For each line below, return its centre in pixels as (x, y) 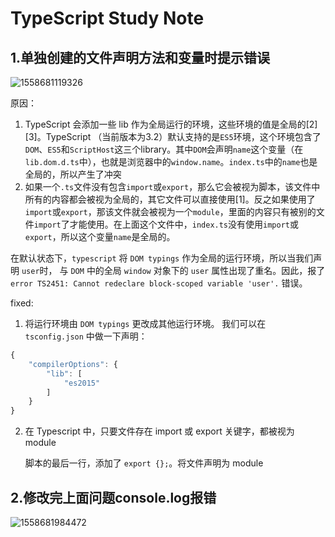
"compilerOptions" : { (73, 364)
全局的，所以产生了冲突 (73, 174)
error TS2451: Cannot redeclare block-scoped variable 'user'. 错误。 (159, 283)
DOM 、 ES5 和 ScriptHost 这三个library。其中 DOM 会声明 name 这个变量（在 (164, 149)
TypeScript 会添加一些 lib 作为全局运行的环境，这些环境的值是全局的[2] (171, 124)
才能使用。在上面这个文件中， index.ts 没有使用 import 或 (184, 224)
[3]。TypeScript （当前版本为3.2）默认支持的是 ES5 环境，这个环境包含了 (173, 136)
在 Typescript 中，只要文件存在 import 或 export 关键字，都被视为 (159, 431)
